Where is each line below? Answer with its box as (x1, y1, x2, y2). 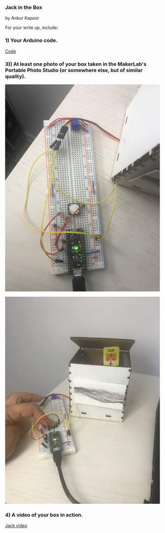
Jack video (5, 523, 27, 529)
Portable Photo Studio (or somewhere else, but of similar (5, 67, 143, 73)
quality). (5, 73, 26, 80)
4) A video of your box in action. (5, 511, 83, 518)
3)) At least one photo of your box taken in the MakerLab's (5, 61, 147, 68)
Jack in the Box (5, 4, 43, 11)
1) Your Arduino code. (5, 37, 58, 44)
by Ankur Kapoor (5, 15, 40, 21)
